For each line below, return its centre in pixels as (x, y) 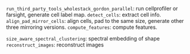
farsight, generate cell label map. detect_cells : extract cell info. (83, 15)
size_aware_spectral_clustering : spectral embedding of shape (83, 38)
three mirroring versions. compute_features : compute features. (82, 27)
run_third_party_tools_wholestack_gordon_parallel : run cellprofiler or (92, 9)
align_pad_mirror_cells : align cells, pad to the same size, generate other (95, 21)
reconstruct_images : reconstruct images (55, 45)
